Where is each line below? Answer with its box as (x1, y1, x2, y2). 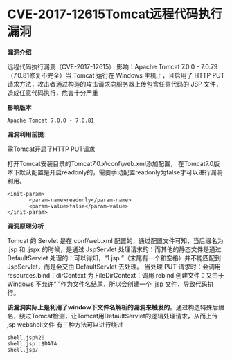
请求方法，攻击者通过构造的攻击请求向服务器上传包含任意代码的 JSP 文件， (7, 80, 222, 88)
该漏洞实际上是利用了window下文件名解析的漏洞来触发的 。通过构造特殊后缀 (7, 303, 225, 312)
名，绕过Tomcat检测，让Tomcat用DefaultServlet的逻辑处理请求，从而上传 (7, 312, 218, 320)
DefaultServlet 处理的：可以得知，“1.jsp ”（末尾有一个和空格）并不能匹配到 (7, 253, 222, 262)
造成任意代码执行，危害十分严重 (7, 88, 98, 97)
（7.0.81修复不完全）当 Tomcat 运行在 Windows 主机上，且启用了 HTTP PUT (7, 71, 225, 80)
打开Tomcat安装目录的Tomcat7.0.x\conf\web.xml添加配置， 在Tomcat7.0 (7, 159, 214, 168)
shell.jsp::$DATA (7, 340, 57, 347)
